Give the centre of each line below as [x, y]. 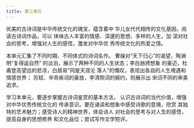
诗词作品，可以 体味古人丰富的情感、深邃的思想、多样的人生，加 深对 [99, 36]
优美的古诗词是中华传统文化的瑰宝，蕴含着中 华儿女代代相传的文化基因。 [94, 29]
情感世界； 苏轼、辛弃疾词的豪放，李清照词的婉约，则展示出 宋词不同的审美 [97, 77]
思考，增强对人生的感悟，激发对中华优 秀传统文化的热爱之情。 [91, 43]
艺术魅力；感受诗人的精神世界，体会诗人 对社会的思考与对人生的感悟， [101, 112]
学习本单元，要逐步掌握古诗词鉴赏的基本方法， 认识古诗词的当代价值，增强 [96, 97]
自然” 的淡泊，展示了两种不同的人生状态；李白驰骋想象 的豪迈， [106, 63]
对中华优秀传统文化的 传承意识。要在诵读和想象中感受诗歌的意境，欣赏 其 [94, 104]
